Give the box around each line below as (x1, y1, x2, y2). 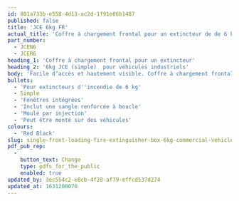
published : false (7, 17, 59, 24)
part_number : (7, 37, 46, 44)
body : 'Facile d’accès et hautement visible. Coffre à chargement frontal (7, 70, 234, 77)
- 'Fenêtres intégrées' (14, 97, 84, 104)
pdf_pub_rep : (7, 143, 46, 150)
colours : (7, 123, 33, 130)
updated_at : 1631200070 (7, 182, 78, 190)
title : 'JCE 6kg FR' (7, 24, 69, 31)
